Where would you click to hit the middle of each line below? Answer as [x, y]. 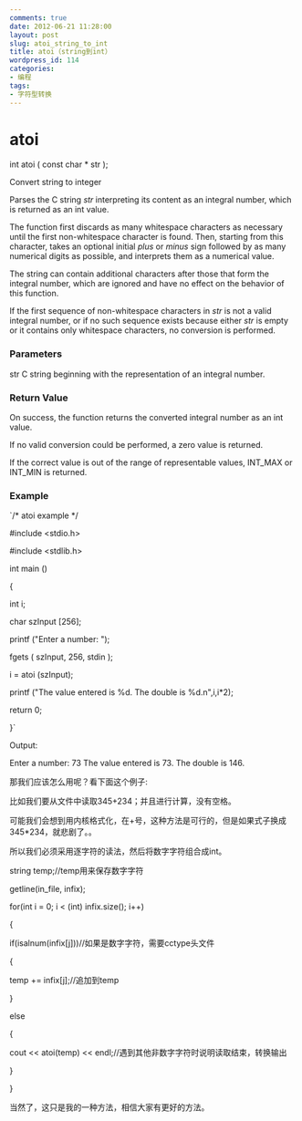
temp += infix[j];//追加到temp [64, 981]
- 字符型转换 [31, 94]
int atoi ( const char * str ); [59, 164]
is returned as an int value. [59, 210]
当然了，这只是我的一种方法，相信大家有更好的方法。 [109, 1107]
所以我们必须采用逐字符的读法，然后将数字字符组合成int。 [118, 851]
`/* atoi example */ [44, 515]
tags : [20, 86]
